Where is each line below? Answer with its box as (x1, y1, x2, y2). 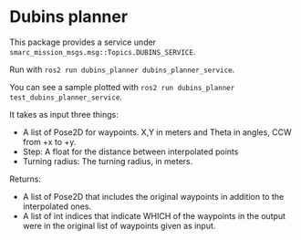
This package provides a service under (9, 37, 157, 47)
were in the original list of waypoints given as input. (22, 220, 216, 231)
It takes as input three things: (9, 109, 119, 120)
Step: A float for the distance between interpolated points (22, 146, 239, 157)
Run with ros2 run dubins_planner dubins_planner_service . (9, 64, 235, 75)
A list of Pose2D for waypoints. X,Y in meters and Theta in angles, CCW (22, 126, 292, 138)
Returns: (9, 173, 42, 184)
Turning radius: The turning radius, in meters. (22, 155, 193, 166)
